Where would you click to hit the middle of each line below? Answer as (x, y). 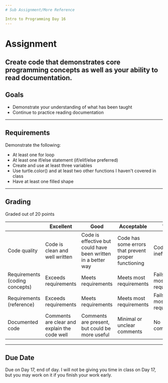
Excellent (61, 226)
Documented (23, 322)
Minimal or (130, 319)
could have (94, 247)
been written (96, 253)
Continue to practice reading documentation (58, 112)
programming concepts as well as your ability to (82, 70)
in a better (93, 260)
